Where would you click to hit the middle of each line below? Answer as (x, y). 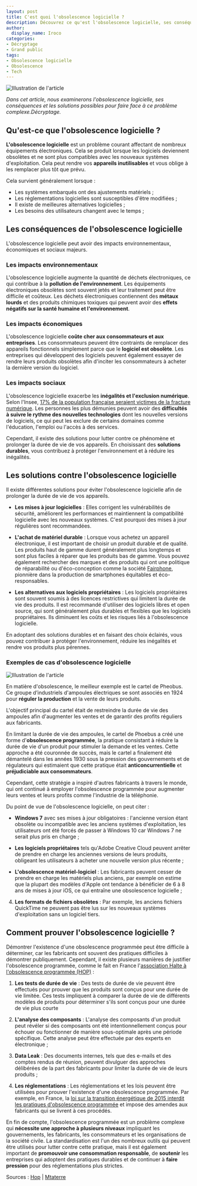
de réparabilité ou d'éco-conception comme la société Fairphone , (94, 568)
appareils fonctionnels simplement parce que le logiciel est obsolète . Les (95, 349)
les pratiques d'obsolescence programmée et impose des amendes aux (101, 1104)
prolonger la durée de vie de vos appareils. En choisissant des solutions (93, 444)
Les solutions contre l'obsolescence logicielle (91, 475)
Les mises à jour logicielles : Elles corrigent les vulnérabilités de (93, 507)
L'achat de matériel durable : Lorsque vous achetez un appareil (91, 537)
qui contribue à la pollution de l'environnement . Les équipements (86, 284)
